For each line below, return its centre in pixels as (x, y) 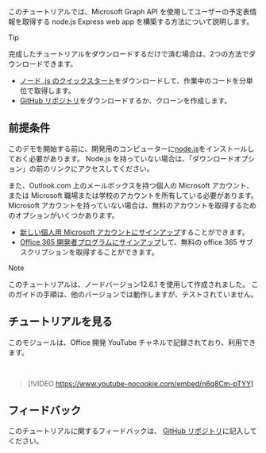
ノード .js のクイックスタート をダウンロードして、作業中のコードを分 (133, 81)
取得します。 (54, 91)
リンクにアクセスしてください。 (102, 168)
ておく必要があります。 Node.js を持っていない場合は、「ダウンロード (121, 158)
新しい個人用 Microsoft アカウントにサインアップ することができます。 (134, 232)
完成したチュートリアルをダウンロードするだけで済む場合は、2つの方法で (129, 54)
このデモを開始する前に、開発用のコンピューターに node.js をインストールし (131, 149)
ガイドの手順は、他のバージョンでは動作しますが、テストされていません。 (136, 294)
